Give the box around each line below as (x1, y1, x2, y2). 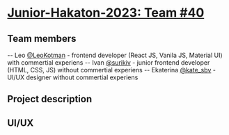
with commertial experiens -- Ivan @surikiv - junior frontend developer (7, 58, 210, 67)
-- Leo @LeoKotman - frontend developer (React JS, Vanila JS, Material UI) (7, 51, 223, 59)
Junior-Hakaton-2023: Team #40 (7, 5, 205, 21)
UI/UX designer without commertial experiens (7, 73, 139, 81)
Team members (7, 33, 77, 45)
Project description (7, 93, 93, 105)
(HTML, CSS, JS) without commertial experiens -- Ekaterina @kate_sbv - (7, 66, 216, 74)
